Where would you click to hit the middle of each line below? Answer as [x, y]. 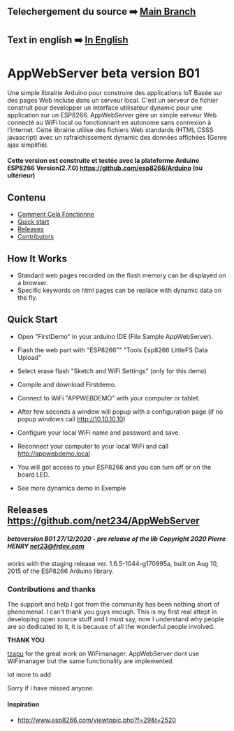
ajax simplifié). [28, 145]
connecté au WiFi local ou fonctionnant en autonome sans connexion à [109, 122]
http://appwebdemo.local [54, 454]
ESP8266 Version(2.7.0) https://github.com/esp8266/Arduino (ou [105, 168]
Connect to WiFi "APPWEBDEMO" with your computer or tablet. [109, 398]
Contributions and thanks [52, 589]
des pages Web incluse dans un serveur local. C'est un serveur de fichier [113, 100]
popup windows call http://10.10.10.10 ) [71, 419]
